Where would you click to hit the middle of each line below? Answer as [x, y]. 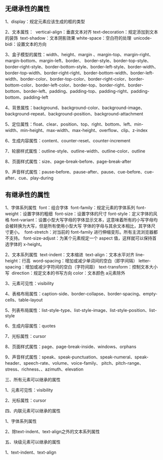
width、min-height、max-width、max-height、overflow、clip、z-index [76, 130]
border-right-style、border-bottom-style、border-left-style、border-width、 [82, 66]
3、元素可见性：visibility [30, 283]
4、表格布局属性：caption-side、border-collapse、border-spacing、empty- [81, 294]
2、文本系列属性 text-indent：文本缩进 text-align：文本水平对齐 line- [75, 254]
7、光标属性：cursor [26, 336]
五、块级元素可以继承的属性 [33, 442]
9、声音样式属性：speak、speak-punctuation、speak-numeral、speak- [77, 357]
